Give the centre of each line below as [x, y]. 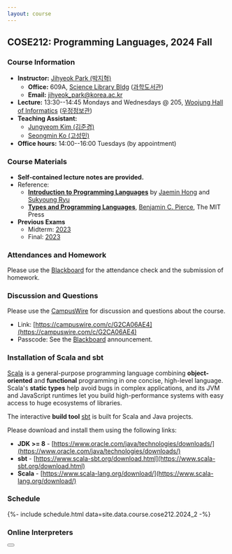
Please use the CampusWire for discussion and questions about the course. [116, 311]
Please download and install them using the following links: [92, 430]
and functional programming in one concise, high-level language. [129, 380]
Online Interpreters [40, 532]
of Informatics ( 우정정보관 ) [55, 111]
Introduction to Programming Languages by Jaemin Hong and [118, 192]
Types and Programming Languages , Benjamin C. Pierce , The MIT [124, 207]
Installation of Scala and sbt [55, 358]
